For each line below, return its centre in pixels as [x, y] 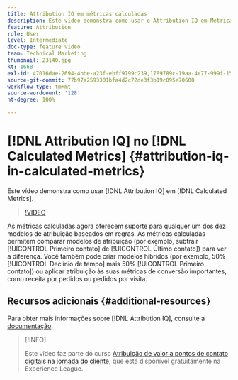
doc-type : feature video [44, 47]
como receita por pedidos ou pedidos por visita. [77, 278]
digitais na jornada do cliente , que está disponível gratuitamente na [123, 361]
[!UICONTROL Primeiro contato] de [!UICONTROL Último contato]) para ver [117, 249]
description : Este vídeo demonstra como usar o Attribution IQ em [107, 21]
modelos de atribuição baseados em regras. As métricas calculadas [106, 233]
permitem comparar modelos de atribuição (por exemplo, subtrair [103, 241]
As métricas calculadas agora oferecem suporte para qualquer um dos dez [117, 226]
